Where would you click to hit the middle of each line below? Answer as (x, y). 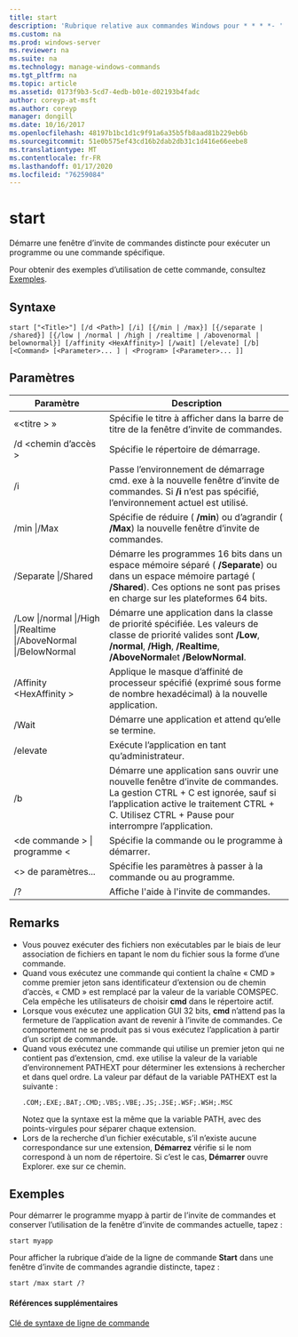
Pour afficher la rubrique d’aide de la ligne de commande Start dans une (141, 1258)
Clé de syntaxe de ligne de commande (79, 1323)
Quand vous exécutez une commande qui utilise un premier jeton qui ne (153, 1048)
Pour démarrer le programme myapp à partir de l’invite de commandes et (143, 1215)
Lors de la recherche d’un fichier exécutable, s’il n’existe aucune (139, 1138)
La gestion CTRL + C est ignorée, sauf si (193, 792)
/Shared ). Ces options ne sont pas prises (195, 587)
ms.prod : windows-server (55, 42)
